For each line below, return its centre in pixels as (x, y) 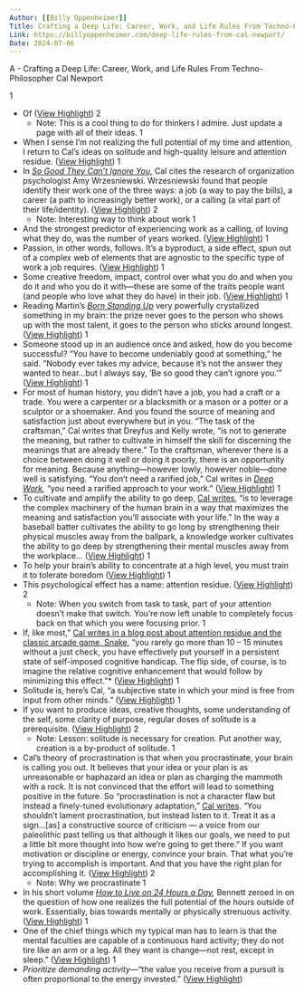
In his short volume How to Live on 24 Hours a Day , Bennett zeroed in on (158, 893)
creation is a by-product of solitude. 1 (105, 749)
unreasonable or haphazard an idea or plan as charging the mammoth (152, 777)
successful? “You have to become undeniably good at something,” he (152, 354)
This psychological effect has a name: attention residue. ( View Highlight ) (158, 585)
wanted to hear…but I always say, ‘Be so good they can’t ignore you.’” (152, 373)
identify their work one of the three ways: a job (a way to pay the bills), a (157, 190)
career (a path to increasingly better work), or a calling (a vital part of (151, 200)
